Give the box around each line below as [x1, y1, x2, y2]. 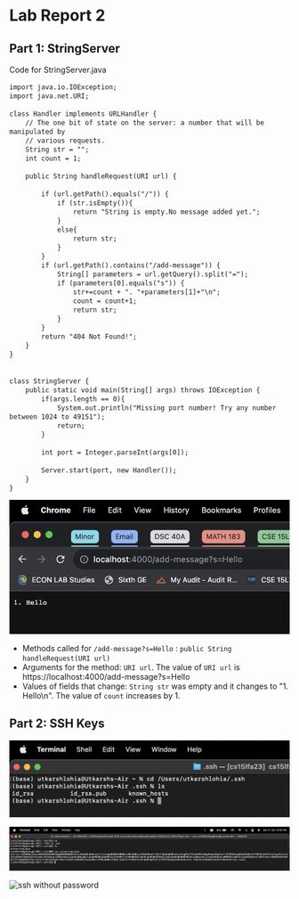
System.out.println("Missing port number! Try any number [56, 404, 277, 413]
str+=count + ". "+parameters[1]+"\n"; [72, 288, 221, 297]
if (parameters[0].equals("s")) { [56, 279, 185, 288]
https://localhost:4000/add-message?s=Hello [21, 671, 190, 682]
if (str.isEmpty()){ [56, 199, 133, 208]
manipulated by [9, 127, 66, 136]
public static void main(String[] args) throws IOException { [25, 386, 261, 395]
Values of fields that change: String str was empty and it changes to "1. [21, 681, 289, 691]
